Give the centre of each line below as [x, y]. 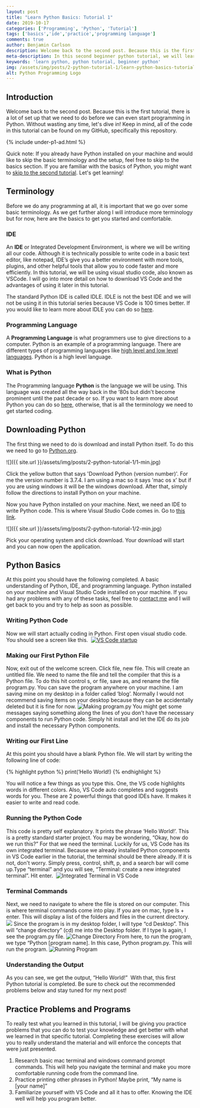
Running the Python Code [44, 818]
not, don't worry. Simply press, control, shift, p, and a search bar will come [98, 863]
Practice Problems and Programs [68, 1009]
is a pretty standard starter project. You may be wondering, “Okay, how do [97, 837]
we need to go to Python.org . [42, 450]
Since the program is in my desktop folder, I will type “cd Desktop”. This [101, 923]
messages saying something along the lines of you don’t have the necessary [100, 712]
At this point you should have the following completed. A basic [83, 580]
